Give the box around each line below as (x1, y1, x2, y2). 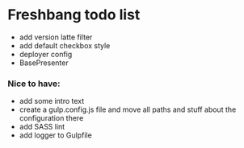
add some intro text (19, 97, 85, 106)
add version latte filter (19, 32, 93, 42)
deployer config (19, 49, 73, 59)
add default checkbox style (19, 40, 111, 50)
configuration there (19, 113, 84, 123)
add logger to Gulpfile (19, 130, 92, 140)
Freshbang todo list (7, 6, 141, 24)
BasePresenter (19, 58, 69, 68)
